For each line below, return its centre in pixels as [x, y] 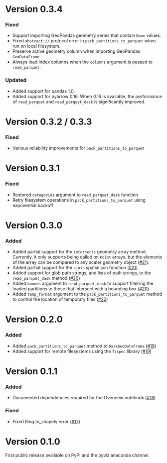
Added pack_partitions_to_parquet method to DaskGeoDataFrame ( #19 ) [84, 346]
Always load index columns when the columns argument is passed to [83, 62]
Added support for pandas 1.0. [44, 91]
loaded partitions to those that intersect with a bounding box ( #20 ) [81, 289]
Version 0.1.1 [31, 371]
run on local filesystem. [36, 46]
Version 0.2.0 [34, 319]
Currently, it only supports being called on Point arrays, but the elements [87, 257]
